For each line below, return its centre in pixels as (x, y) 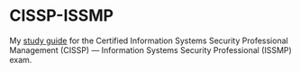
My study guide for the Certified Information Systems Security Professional (149, 40)
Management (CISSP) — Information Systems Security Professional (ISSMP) (151, 49)
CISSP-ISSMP (62, 16)
